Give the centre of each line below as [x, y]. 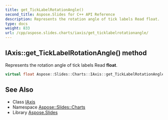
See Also [19, 90]
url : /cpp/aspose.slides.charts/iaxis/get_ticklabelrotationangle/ [77, 33]
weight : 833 [17, 28]
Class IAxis [24, 102]
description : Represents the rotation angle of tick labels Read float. [82, 19]
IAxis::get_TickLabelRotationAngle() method [76, 53]
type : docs [16, 24]
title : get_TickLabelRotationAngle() [44, 10]
